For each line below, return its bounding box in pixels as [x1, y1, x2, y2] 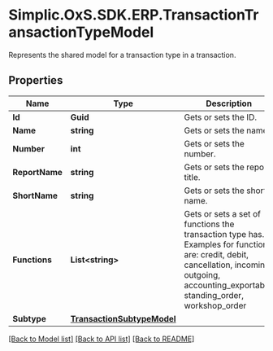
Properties [8, 73, 63, 87]
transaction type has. [184, 228, 265, 239]
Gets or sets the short [184, 185, 266, 196]
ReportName [12, 166, 63, 178]
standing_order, [184, 289, 244, 301]
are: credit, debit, [184, 248, 249, 260]
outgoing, [184, 269, 221, 280]
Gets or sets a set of [184, 208, 262, 219]
